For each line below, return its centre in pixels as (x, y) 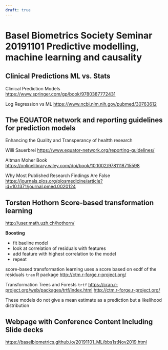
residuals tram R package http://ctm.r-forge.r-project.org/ (66, 275)
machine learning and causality (74, 57)
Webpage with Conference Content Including (79, 322)
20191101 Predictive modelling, (72, 46)
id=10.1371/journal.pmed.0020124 (40, 187)
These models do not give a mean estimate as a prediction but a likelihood (84, 300)
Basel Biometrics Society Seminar (79, 35)
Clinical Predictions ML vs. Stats (58, 76)
